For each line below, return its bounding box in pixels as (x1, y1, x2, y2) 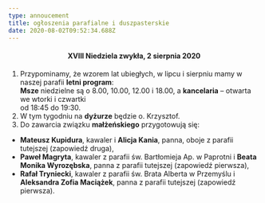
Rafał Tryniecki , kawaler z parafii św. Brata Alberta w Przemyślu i (19, 169, 235, 178)
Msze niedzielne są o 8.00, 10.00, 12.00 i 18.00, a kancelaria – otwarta (19, 85, 251, 96)
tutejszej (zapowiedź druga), (19, 143, 114, 153)
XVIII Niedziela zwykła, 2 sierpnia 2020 (67, 51, 201, 61)
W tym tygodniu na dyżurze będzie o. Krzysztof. (19, 111, 180, 120)
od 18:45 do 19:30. (19, 103, 81, 112)
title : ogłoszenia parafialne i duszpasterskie (8, 19, 170, 27)
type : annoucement (8, 11, 69, 20)
